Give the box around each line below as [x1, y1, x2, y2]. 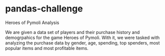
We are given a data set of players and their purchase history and [5, 29, 140, 35]
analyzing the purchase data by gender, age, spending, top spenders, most [5, 39, 160, 45]
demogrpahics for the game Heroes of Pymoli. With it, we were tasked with [5, 34, 160, 40]
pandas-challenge [5, 3, 83, 14]
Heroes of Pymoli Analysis [5, 19, 59, 25]
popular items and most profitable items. [5, 45, 88, 51]
